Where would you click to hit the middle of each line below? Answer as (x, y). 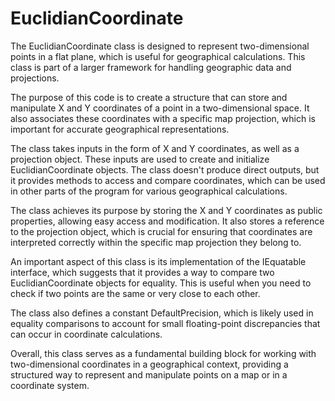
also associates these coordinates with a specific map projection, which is (163, 118)
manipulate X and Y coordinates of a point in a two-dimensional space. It (160, 108)
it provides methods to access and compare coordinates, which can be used (168, 180)
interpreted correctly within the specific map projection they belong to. (156, 242)
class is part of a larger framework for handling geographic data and (151, 67)
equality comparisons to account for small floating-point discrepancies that (165, 323)
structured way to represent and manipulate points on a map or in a (149, 374)
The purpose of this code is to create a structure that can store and (149, 97)
